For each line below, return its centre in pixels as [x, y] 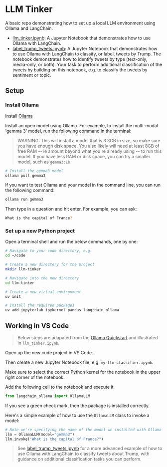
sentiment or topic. [32, 75]
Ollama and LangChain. [29, 28]
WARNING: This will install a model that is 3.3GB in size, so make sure [89, 140]
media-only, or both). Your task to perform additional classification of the [87, 64]
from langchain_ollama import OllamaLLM [48, 396]
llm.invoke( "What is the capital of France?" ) [54, 439]
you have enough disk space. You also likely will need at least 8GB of [88, 146]
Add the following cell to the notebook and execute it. [60, 387]
